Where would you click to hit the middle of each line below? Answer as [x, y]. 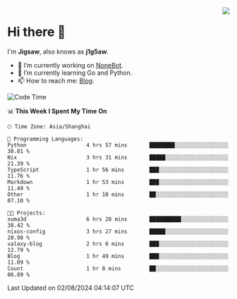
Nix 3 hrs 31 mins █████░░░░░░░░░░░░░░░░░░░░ [118, 157]
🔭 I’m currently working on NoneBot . [70, 65]
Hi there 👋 [36, 32]
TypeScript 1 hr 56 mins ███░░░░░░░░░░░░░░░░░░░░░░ [118, 170]
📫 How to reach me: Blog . [56, 80]
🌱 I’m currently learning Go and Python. [75, 73]
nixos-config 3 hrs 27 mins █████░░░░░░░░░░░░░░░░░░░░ [118, 231]
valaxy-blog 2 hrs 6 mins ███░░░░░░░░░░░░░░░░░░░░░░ [118, 244]
